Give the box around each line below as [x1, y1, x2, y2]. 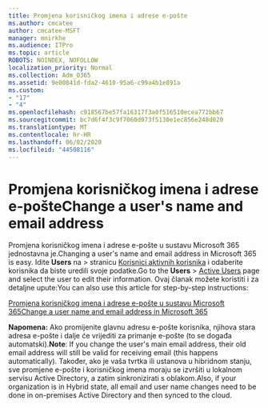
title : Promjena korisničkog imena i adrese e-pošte [8, 11, 188, 20]
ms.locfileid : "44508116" [8, 146, 94, 154]
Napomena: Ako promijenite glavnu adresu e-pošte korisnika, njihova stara [8, 322, 256, 332]
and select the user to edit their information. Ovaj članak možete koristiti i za [8, 274, 259, 284]
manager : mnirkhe [8, 34, 66, 42]
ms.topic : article [8, 49, 70, 57]
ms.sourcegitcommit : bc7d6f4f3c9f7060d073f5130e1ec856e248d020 [8, 116, 224, 124]
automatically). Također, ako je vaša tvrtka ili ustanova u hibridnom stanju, [8, 357, 252, 366]
